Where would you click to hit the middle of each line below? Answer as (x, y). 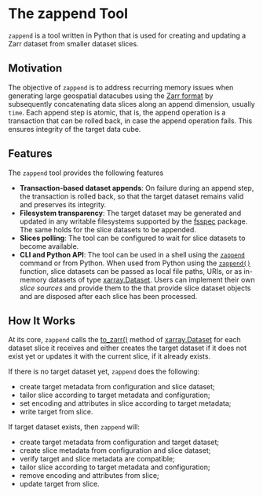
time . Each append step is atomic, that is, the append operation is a (117, 112)
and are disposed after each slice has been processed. (108, 296)
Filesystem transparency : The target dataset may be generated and (130, 213)
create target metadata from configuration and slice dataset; (117, 387)
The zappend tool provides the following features (86, 173)
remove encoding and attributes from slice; (89, 476)
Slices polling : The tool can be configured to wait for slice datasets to (132, 238)
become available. (49, 246)
